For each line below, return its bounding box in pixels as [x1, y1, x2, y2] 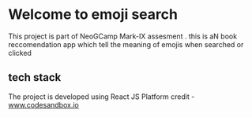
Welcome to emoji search [8, 5, 178, 24]
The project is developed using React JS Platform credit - [8, 92, 195, 101]
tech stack [8, 71, 62, 84]
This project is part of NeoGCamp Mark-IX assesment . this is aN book [8, 31, 238, 41]
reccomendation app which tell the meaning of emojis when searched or [8, 39, 244, 49]
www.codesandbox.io [8, 100, 79, 109]
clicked [8, 48, 32, 57]
